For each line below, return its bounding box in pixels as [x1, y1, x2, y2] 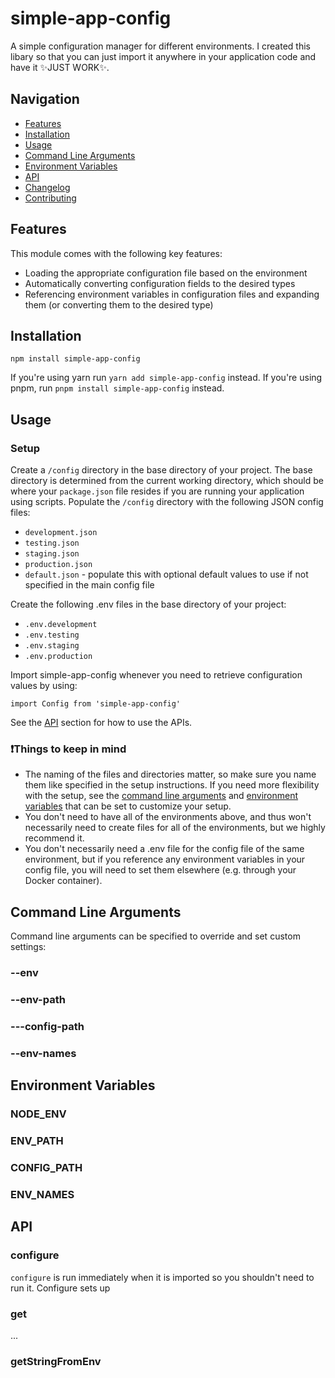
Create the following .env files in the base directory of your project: [10, 598, 287, 611]
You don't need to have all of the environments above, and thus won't [24, 811, 312, 823]
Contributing [24, 192, 77, 204]
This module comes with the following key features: [10, 247, 223, 259]
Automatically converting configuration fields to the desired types [24, 277, 296, 289]
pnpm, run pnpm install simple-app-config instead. [10, 382, 225, 394]
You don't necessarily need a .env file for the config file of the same [24, 843, 305, 855]
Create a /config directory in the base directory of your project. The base [10, 464, 313, 476]
